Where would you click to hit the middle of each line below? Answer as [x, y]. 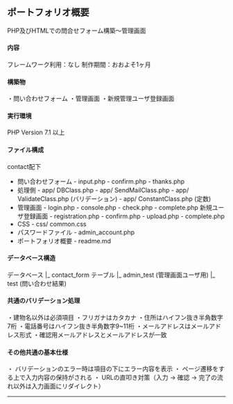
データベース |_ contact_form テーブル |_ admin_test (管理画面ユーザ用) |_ [111, 275]
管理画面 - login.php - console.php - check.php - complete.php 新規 [115, 207]
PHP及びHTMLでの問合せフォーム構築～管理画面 [77, 31]
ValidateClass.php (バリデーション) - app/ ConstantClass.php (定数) [114, 199]
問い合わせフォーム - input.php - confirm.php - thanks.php [101, 181]
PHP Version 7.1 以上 [36, 132]
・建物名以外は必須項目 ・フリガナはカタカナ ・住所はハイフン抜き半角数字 [115, 318]
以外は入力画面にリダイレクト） [59, 386]
